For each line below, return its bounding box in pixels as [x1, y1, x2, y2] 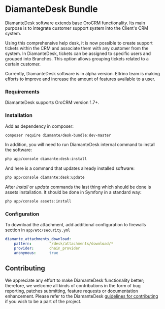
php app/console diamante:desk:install [5, 156, 87, 161]
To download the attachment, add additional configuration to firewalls [5, 222, 146, 228]
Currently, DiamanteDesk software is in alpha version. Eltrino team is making [5, 70, 160, 76]
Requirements [5, 88, 40, 95]
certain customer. [5, 61, 41, 67]
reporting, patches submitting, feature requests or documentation [5, 288, 138, 294]
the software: [5, 147, 32, 153]
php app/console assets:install [5, 199, 71, 204]
